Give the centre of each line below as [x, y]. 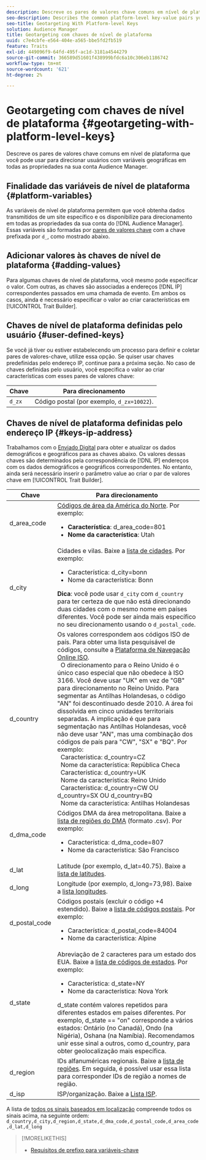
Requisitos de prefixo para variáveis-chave [85, 1150]
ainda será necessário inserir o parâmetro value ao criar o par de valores [98, 474]
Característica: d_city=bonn [107, 573]
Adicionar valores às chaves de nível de [84, 256]
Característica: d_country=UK [103, 773]
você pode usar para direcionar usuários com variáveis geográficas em [97, 160]
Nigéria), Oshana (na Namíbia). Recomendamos [126, 1036]
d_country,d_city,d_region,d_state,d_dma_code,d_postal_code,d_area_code [103, 1122]
